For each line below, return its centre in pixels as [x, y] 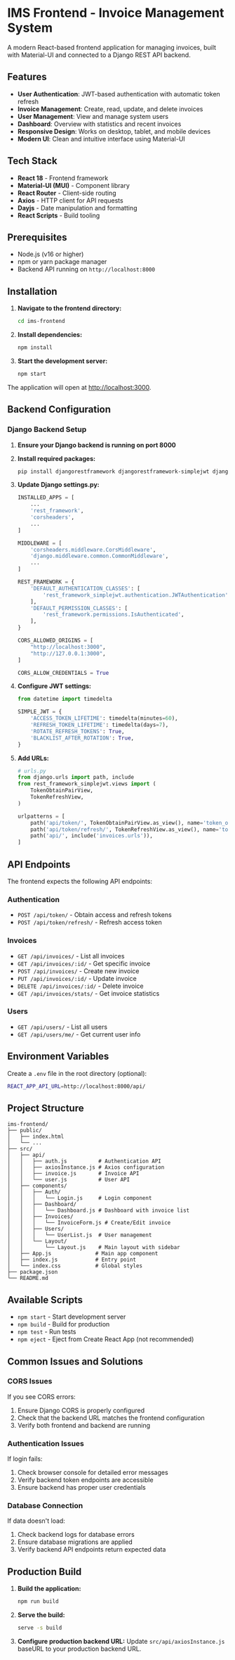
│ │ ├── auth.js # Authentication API [84, 1161]
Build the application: [49, 1589]
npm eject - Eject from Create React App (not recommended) [106, 1339]
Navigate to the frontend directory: [69, 308]
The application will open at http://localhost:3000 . [79, 387]
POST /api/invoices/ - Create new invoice [78, 971]
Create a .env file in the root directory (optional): [77, 1073]
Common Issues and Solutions [75, 1361]
